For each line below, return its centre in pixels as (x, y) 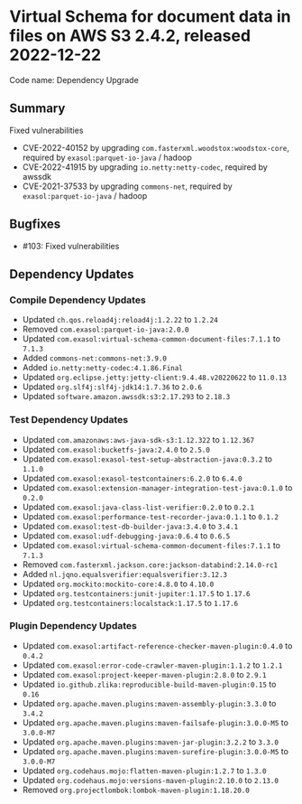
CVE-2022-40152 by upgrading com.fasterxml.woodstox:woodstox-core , (156, 147)
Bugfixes (35, 224)
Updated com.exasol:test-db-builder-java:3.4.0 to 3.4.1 (130, 526)
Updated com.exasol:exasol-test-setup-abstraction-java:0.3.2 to (147, 459)
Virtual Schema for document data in (150, 17)
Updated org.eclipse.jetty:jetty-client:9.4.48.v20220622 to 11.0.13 (154, 378)
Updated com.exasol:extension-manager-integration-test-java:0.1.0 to (157, 487)
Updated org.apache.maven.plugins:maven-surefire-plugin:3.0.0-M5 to (155, 751)
